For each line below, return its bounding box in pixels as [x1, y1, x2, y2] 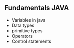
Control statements [11, 38, 52, 44]
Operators [11, 33, 33, 39]
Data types [11, 22, 35, 28]
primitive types [11, 27, 43, 34]
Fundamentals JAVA [4, 4, 69, 12]
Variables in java [11, 17, 46, 23]
